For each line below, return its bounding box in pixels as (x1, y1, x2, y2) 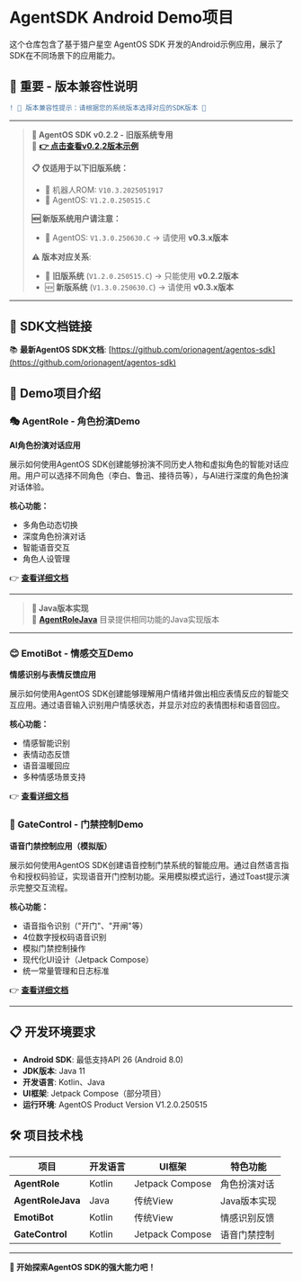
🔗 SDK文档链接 (9, 319, 93, 335)
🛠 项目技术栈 (9, 1127, 84, 1142)
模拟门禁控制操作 (22, 943, 86, 954)
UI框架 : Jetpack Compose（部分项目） (22, 1088, 166, 1098)
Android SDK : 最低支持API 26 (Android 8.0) (22, 1053, 184, 1065)
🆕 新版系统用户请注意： (31, 212, 121, 224)
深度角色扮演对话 (22, 531, 86, 542)
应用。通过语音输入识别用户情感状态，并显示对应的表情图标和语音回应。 (16, 700, 285, 711)
